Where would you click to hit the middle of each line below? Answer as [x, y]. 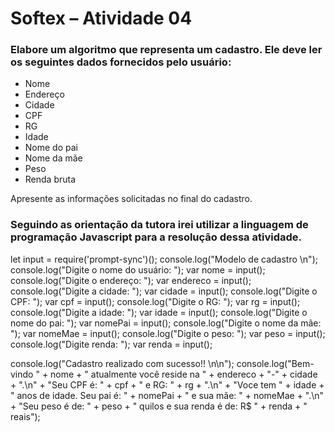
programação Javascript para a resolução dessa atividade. [156, 237]
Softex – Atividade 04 [101, 18]
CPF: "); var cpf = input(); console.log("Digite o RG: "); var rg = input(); [155, 301]
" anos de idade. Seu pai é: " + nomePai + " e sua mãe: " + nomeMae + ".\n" [167, 395]
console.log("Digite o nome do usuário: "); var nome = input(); [138, 269]
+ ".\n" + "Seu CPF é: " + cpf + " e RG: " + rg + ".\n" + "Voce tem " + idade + [167, 384]
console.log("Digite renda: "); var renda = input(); [111, 344]
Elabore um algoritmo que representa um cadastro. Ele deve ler [166, 50]
